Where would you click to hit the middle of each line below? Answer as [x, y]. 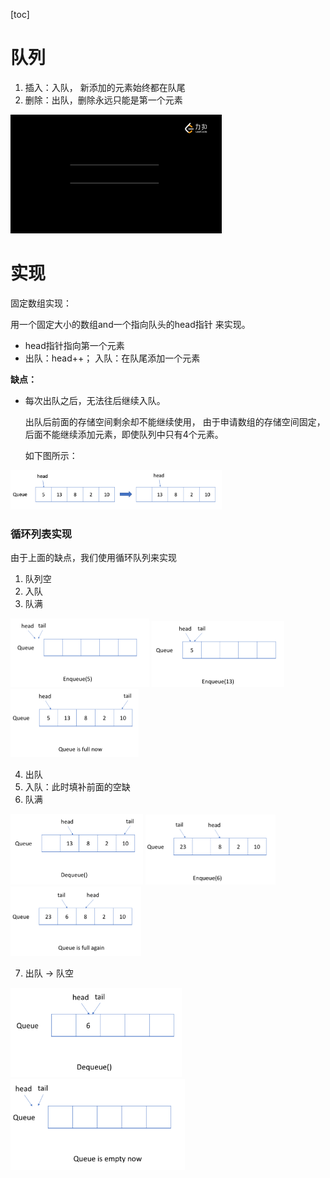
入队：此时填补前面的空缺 [77, 787]
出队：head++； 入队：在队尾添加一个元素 [112, 358]
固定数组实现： [41, 303]
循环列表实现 [41, 534]
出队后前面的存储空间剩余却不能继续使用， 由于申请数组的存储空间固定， [175, 421]
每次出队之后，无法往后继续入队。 [95, 400]
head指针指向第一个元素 [74, 345]
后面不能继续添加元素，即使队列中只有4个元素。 [124, 434]
